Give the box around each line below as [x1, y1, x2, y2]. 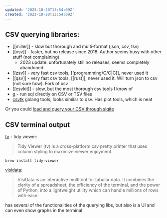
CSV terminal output [5, 120, 70, 129]
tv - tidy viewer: [5, 134, 38, 140]
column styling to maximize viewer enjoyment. [17, 149, 113, 155]
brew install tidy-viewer [5, 158, 59, 163]
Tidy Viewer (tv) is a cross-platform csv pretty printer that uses [17, 143, 148, 149]
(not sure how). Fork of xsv [12, 81, 68, 87]
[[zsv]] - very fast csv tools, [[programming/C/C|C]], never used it [12, 70, 149, 76]
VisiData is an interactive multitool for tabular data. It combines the [17, 177, 155, 183]
